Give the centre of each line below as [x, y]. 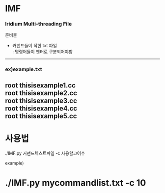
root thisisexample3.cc [41, 100]
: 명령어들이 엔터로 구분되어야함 [42, 52]
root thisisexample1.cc [41, 85]
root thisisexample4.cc [41, 108]
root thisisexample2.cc [41, 93]
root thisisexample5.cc [41, 116]
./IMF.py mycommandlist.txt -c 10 [76, 183]
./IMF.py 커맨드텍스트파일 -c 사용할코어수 [45, 153]
